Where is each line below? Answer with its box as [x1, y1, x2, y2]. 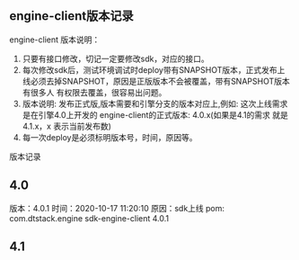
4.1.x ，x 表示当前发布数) [22, 121, 112, 131]
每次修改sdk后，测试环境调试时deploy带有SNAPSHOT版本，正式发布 [22, 64, 277, 75]
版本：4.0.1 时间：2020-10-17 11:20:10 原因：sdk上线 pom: [9, 202, 225, 213]
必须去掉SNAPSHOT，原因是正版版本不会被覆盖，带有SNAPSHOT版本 [30, 76, 290, 86]
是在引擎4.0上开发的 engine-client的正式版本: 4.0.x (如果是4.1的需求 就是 [22, 109, 289, 120]
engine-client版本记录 [9, 8, 134, 24]
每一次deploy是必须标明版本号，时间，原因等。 [22, 131, 198, 142]
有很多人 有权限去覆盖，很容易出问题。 [22, 86, 167, 97]
